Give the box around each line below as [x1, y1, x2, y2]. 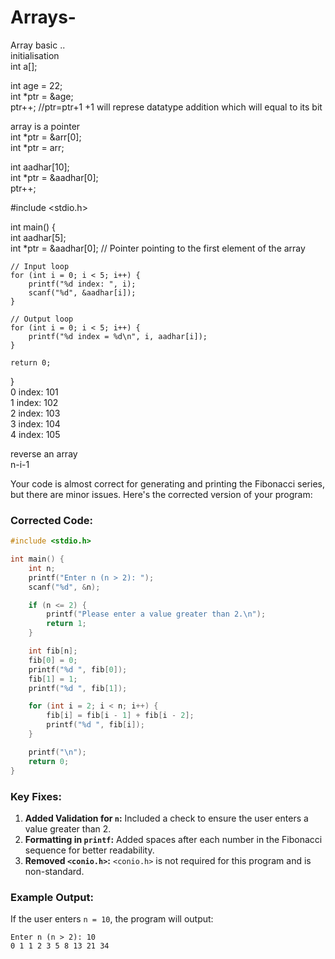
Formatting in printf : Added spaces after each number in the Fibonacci [24, 833, 323, 845]
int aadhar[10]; [10, 161, 70, 173]
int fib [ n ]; [28, 646, 78, 656]
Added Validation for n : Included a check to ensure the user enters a [24, 812, 309, 824]
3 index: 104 [10, 417, 61, 430]
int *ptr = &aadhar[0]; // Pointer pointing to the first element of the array [10, 242, 306, 254]
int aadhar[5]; [10, 231, 67, 243]
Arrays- [10, 6, 77, 29]
